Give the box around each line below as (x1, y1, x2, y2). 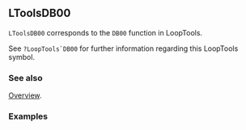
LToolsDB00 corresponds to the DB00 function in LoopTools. (8, 27, 203, 37)
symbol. (8, 52, 35, 61)
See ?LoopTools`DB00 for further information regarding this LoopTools (8, 44, 239, 53)
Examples (8, 111, 49, 122)
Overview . (8, 90, 42, 100)
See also (8, 72, 43, 83)
